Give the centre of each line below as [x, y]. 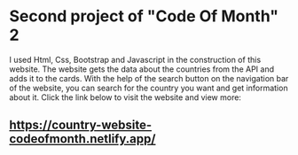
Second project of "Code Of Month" [144, 16]
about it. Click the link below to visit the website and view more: [125, 97]
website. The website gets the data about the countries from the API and [142, 69]
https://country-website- [81, 125]
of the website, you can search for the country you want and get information [149, 88]
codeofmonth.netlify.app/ [82, 139]
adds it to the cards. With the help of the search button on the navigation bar [149, 78]
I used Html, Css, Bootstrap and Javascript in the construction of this [135, 59]
